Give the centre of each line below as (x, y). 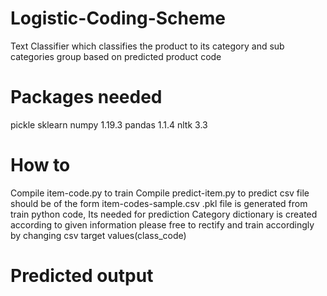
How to (40, 165)
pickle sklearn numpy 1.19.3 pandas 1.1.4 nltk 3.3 (109, 124)
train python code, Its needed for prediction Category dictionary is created (164, 214)
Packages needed (86, 97)
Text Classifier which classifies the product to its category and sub (147, 46)
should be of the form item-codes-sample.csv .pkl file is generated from (159, 203)
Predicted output (82, 276)
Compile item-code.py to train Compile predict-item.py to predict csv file (160, 193)
